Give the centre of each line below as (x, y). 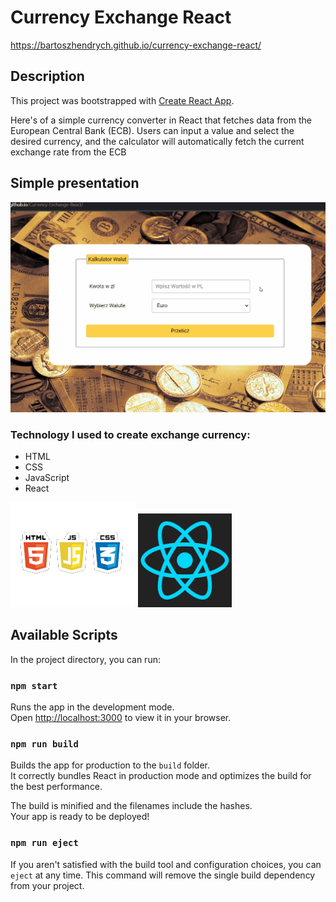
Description (47, 76)
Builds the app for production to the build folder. (110, 765)
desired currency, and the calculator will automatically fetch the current (157, 141)
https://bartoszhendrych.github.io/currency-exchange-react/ (136, 45)
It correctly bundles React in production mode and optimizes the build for (161, 776)
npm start (34, 685)
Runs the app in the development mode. (92, 707)
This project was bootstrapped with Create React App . (122, 100)
